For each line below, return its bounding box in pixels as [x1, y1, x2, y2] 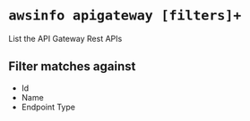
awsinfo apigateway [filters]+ [8, 7, 242, 24]
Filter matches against [8, 59, 136, 74]
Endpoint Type [21, 101, 75, 112]
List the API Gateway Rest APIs [8, 33, 123, 44]
